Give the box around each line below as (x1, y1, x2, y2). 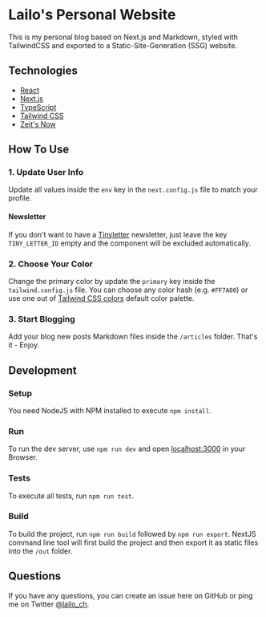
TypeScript (19, 102, 57, 112)
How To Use (8, 143, 70, 156)
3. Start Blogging (8, 313, 76, 324)
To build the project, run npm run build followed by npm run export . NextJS (8, 529, 256, 538)
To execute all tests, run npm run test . (8, 491, 135, 501)
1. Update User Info (8, 167, 84, 178)
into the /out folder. (8, 546, 73, 555)
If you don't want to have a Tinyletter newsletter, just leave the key (8, 229, 228, 239)
